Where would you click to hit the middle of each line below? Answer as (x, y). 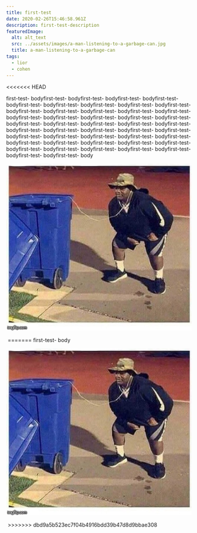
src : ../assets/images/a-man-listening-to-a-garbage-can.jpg (89, 44)
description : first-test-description (53, 25)
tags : (13, 57)
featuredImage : (25, 32)
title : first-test (29, 12)
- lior (20, 62)
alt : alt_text (29, 38)
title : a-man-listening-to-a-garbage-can (63, 51)
